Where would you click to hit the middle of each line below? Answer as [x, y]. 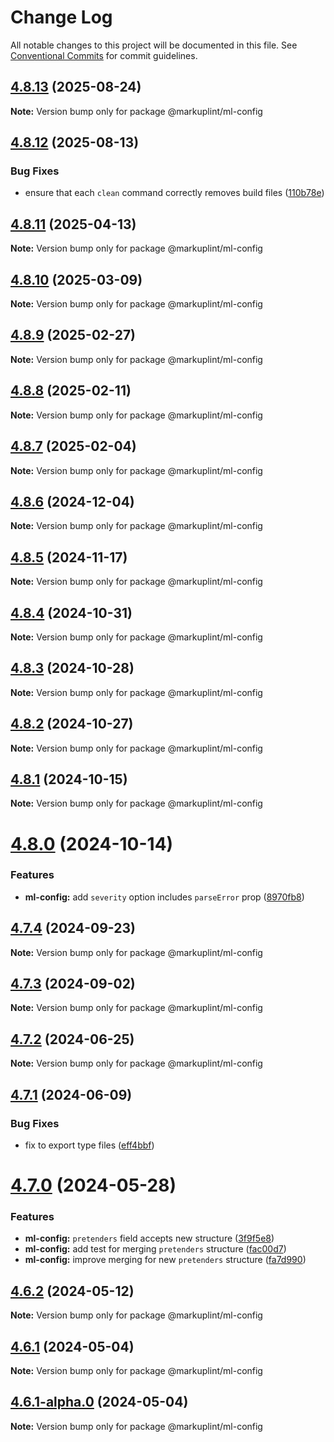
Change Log [61, 17]
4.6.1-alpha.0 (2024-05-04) [99, 1402]
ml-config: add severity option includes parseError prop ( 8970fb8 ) [164, 897]
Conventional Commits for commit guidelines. [104, 55]
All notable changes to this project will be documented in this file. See [154, 45]
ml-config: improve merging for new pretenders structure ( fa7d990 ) [165, 1260]
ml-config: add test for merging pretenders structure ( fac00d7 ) [155, 1249]
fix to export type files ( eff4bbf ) [89, 1145]
